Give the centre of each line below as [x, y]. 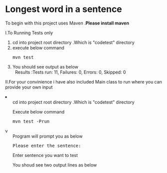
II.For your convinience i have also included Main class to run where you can [83, 81]
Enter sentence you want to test [45, 155]
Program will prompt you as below [48, 136]
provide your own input [29, 87]
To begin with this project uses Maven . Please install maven [67, 23]
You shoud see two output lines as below [55, 165]
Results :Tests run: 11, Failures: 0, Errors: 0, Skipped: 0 [70, 72]
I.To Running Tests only [29, 32]
